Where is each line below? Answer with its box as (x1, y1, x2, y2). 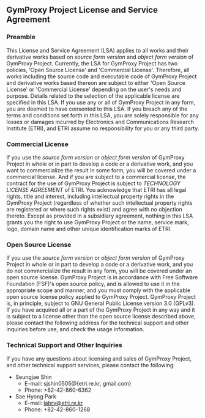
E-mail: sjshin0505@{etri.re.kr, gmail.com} (24, 380, 132, 387)
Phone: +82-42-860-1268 (24, 406, 91, 413)
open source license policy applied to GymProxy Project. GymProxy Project (6, 293, 196, 301)
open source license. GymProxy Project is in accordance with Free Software (6, 274, 198, 281)
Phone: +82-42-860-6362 (24, 386, 92, 394)
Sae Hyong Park (15, 392, 56, 400)
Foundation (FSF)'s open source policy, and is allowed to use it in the (6, 280, 181, 288)
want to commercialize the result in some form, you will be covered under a (6, 166, 196, 174)
